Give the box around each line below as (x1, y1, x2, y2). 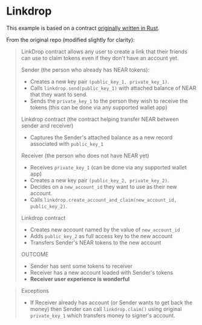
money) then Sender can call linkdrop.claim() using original (30, 305, 182, 312)
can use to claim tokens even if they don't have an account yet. (21, 54, 179, 61)
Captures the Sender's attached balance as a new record (30, 134, 173, 141)
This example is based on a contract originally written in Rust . (6, 24, 160, 32)
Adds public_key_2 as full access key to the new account (30, 232, 173, 239)
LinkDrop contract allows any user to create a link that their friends (21, 47, 187, 55)
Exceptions (21, 287, 50, 294)
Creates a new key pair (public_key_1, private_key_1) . (30, 78, 169, 85)
